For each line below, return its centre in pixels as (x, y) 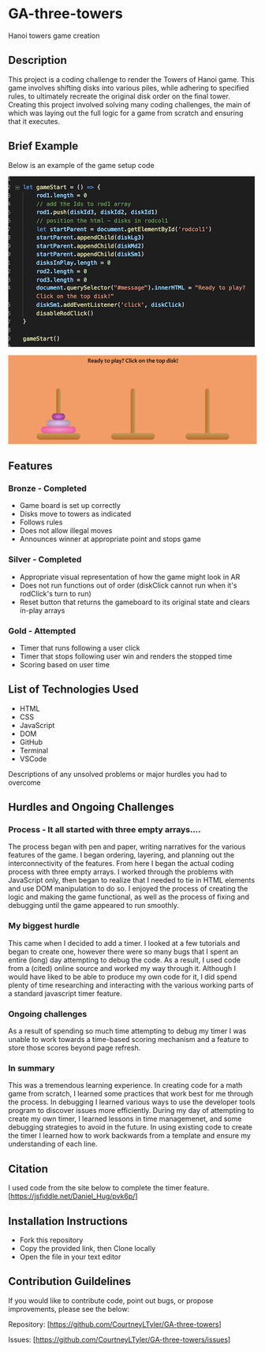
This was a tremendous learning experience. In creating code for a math (125, 1085)
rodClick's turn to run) (56, 593)
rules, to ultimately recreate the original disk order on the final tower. (119, 96)
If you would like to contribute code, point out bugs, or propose (111, 1300)
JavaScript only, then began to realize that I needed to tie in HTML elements (131, 880)
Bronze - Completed (47, 488)
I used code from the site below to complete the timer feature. (109, 1188)
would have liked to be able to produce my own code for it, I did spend (123, 977)
